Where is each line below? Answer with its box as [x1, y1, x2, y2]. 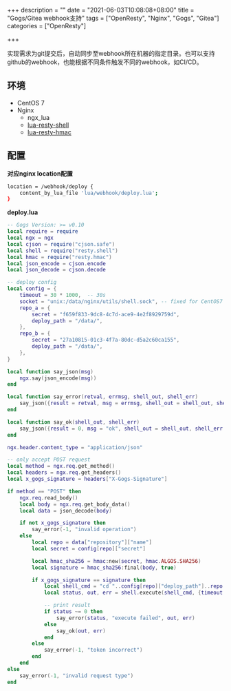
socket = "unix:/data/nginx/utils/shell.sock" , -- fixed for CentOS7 [19, 298, 223, 305]
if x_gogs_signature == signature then [32, 577, 146, 584]
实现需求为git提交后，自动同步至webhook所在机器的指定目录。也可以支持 [7, 50, 215, 57]
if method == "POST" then [7, 488, 81, 495]
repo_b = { [19, 330, 51, 337]
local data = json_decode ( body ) [19, 507, 112, 514]
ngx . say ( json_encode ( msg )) [19, 375, 97, 382]
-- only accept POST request [7, 456, 91, 464]
